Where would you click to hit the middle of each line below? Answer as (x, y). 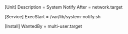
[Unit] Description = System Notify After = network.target (64, 7)
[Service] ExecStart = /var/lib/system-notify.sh (53, 17)
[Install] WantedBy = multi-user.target (43, 26)
